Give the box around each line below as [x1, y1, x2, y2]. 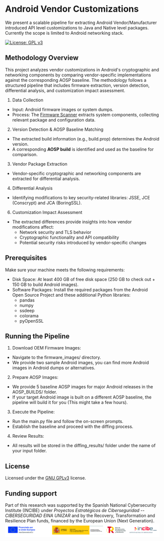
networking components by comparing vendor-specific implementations [5, 72, 151, 78]
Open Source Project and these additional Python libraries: [12, 292, 131, 298]
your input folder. [12, 448, 47, 454]
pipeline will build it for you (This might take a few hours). [12, 400, 128, 405]
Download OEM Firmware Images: [12, 345, 81, 351]
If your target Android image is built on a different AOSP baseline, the [12, 394, 152, 400]
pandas [19, 297, 35, 303]
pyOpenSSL [19, 318, 44, 324]
